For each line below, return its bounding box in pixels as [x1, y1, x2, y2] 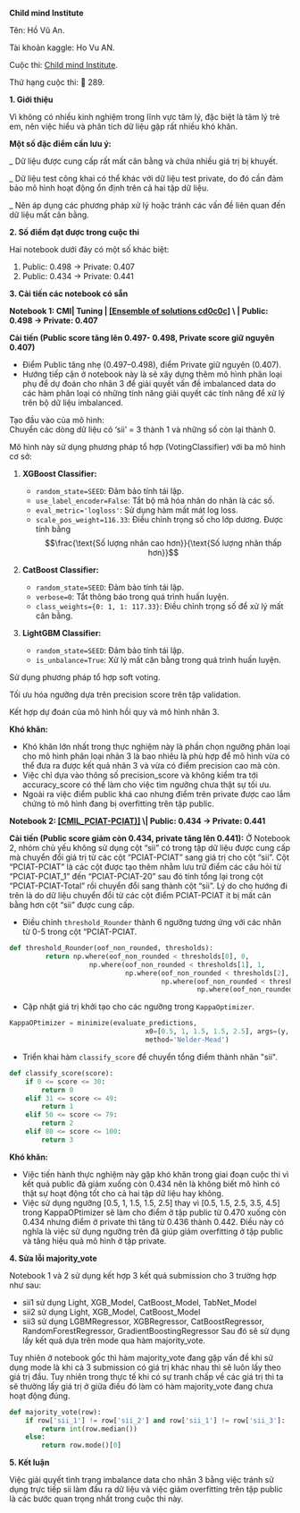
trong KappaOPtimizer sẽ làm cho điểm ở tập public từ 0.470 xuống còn [21, 1207, 287, 1218]
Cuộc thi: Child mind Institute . [9, 60, 119, 70]
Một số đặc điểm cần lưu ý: [9, 139, 112, 149]
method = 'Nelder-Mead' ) [145, 1035, 229, 1044]
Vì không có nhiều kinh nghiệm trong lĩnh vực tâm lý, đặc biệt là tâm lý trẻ [9, 112, 280, 122]
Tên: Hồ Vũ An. [9, 25, 65, 35]
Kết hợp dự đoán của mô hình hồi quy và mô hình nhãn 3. [9, 707, 220, 717]
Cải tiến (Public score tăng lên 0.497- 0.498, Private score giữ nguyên [9, 333, 275, 343]
